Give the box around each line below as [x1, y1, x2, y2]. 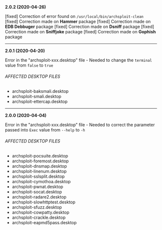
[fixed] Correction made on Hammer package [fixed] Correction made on [5, 19, 151, 24]
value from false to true [5, 62, 54, 68]
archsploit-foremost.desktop [12, 158, 69, 164]
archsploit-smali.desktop [12, 94, 62, 100]
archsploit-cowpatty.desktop [12, 210, 69, 216]
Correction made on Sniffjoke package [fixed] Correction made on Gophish [5, 29, 156, 34]
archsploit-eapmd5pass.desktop [12, 220, 77, 226]
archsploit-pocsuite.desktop [12, 153, 68, 159]
